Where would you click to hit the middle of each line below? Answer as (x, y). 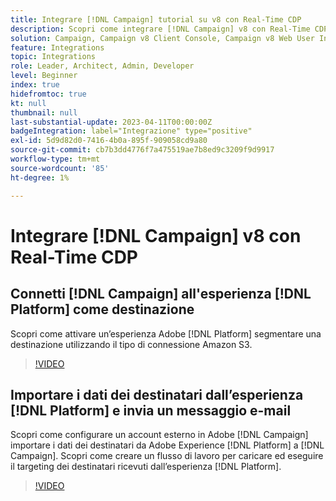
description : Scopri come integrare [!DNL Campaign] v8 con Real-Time (160, 29)
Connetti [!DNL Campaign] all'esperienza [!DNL (161, 294)
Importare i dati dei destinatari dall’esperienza (157, 394)
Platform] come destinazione (102, 309)
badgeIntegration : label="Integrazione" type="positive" (131, 131)
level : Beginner (44, 76)
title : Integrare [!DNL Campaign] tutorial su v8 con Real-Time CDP (156, 19)
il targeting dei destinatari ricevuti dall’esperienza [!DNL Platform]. (146, 467)
